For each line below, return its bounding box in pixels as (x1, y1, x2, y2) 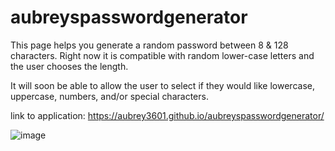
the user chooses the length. (10, 60, 129, 72)
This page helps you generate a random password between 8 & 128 (10, 39, 289, 51)
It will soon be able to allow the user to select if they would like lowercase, (10, 79, 315, 91)
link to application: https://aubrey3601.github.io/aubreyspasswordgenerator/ (10, 109, 325, 121)
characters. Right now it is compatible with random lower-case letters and (10, 49, 315, 61)
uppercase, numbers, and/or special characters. (10, 90, 209, 102)
